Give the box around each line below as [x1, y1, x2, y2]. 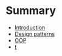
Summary [5, 4, 56, 18]
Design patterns [14, 30, 55, 37]
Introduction [14, 24, 46, 31]
